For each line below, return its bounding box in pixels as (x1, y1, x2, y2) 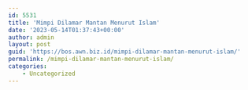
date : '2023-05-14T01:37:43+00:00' (8, 26, 125, 34)
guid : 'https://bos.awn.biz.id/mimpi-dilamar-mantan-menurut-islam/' (8, 48, 242, 56)
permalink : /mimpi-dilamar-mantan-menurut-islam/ (8, 56, 175, 63)
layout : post (8, 41, 51, 49)
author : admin (8, 33, 55, 41)
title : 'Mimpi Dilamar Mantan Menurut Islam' (8, 19, 160, 27)
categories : (8, 63, 47, 70)
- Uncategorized (22, 70, 76, 77)
